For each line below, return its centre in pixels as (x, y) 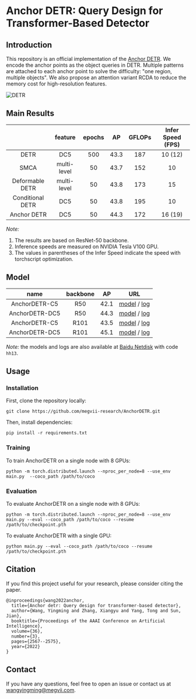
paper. (14, 590)
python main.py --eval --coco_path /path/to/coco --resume (79, 546)
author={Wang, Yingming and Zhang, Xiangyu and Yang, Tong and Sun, (96, 611)
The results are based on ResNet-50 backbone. (72, 240)
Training (18, 448)
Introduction (29, 45)
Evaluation (21, 491)
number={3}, (26, 636)
